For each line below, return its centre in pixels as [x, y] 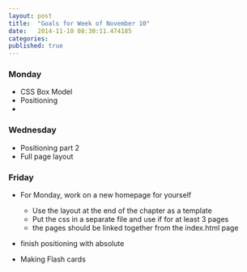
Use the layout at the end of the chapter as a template [122, 210]
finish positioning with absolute [72, 244]
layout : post [30, 16]
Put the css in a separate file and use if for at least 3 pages [130, 219]
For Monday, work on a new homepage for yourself [106, 195]
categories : [28, 38]
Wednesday [32, 130]
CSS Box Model [46, 92]
